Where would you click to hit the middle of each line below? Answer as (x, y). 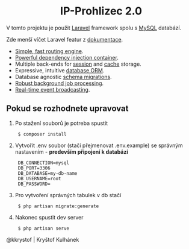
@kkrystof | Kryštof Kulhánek (43, 239)
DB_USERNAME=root (39, 178)
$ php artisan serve (43, 228)
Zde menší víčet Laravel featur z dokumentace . (65, 39)
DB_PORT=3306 (34, 168)
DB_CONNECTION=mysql (43, 163)
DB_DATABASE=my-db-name (48, 173)
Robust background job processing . (59, 83)
